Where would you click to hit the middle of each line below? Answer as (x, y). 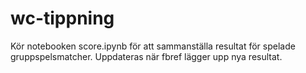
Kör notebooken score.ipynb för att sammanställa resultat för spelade (153, 46)
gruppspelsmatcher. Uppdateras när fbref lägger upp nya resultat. (146, 56)
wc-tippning (62, 18)
